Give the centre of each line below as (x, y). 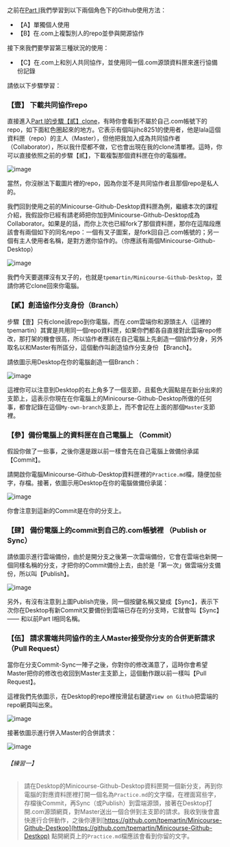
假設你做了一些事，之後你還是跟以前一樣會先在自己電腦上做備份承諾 (103, 451)
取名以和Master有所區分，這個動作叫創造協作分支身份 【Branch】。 (101, 347)
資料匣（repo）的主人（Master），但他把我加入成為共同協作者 (94, 139)
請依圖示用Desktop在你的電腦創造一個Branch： (74, 361)
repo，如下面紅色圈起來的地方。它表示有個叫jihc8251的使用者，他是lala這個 (114, 130)
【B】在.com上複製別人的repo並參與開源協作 (80, 33)
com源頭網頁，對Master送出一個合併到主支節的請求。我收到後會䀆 (126, 811)
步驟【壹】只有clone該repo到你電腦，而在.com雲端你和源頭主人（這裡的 (110, 322)
